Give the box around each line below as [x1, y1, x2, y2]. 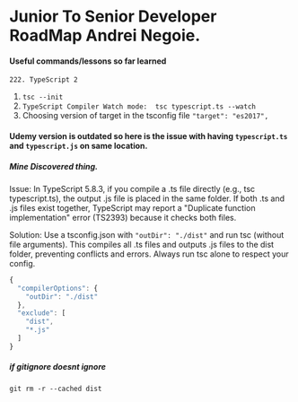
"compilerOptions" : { [17, 284, 99, 293]
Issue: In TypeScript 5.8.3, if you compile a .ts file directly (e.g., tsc [9, 183, 256, 194]
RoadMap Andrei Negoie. [9, 25, 201, 46]
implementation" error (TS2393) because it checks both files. [9, 212, 237, 223]
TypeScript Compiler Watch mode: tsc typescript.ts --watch [22, 102, 257, 111]
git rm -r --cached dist [9, 384, 102, 393]
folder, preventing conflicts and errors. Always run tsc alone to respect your [9, 249, 289, 259]
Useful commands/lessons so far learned [9, 56, 167, 66]
